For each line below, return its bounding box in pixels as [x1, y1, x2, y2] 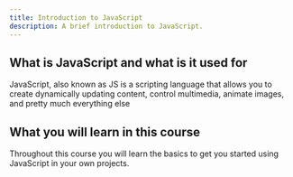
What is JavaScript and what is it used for [9, 55, 248, 70]
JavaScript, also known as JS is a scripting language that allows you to [9, 79, 272, 90]
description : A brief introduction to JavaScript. [9, 22, 204, 31]
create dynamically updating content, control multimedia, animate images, [9, 88, 285, 99]
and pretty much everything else [9, 98, 131, 109]
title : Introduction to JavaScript [9, 13, 143, 23]
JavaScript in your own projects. [9, 158, 130, 169]
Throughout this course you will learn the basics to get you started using [9, 148, 279, 159]
